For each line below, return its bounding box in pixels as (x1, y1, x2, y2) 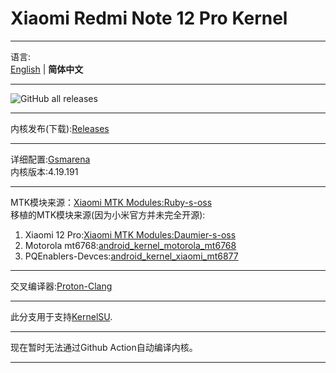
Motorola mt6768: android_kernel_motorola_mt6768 (24, 239, 237, 251)
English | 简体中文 (10, 63, 84, 75)
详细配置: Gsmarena (10, 153, 91, 165)
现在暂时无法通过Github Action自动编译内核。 (10, 341, 198, 353)
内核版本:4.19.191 (10, 165, 79, 177)
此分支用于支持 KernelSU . (10, 310, 113, 322)
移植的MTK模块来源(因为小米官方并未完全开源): (10, 208, 206, 221)
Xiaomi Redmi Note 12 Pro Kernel (10, 7, 288, 30)
